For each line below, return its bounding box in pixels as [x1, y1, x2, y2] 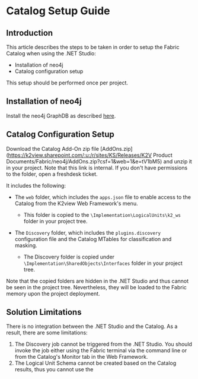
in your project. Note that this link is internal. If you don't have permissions [6, 164, 188, 171]
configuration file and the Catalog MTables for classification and [14, 235, 172, 242]
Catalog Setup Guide [6, 4, 111, 18]
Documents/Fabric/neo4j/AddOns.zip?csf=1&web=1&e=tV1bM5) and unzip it [6, 157, 193, 165]
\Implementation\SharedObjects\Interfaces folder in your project [23, 260, 183, 267]
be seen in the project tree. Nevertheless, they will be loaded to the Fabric [6, 283, 187, 290]
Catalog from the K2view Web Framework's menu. [14, 200, 138, 207]
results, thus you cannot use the [14, 366, 94, 373]
